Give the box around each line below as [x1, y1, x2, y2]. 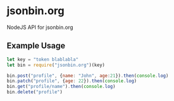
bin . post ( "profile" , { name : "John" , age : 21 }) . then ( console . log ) [7, 73, 169, 79]
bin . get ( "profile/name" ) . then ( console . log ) [7, 84, 116, 90]
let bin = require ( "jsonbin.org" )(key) [7, 62, 105, 68]
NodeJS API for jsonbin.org [7, 24, 73, 31]
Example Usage [7, 41, 66, 51]
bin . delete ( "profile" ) [7, 89, 63, 95]
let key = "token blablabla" [7, 56, 79, 63]
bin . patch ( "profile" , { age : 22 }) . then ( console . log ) [7, 78, 137, 84]
